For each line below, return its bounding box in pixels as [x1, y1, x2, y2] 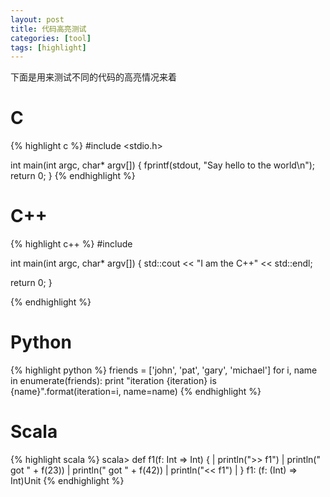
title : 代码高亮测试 [10, 24, 87, 34]
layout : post [10, 14, 65, 25]
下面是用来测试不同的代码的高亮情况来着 [10, 71, 177, 83]
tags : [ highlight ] [10, 42, 87, 53]
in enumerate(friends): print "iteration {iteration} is [10, 375, 217, 387]
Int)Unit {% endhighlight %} [10, 475, 125, 486]
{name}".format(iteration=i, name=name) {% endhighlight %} [10, 386, 262, 398]
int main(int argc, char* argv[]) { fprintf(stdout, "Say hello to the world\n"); [10, 159, 316, 171]
